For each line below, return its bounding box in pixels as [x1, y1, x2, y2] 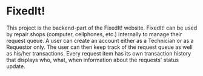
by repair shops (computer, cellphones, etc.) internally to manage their [6, 30, 182, 37]
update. [6, 62, 25, 70]
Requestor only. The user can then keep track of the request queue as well [6, 43, 193, 51]
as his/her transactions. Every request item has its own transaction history [6, 49, 191, 57]
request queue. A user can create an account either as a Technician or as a [6, 37, 194, 44]
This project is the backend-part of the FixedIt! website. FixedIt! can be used [6, 24, 198, 31]
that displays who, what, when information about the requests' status [6, 56, 179, 63]
